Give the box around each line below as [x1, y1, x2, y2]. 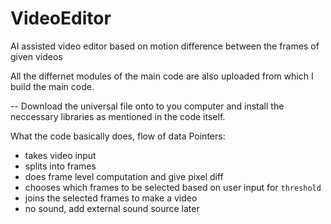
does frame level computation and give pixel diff [24, 170, 224, 182]
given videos [10, 50, 63, 62]
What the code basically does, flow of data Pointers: [10, 130, 226, 142]
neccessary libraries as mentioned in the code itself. [10, 110, 226, 122]
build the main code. [10, 80, 95, 92]
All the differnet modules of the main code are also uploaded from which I [10, 70, 314, 82]
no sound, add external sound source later [24, 202, 200, 214]
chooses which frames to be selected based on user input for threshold [24, 181, 322, 193]
